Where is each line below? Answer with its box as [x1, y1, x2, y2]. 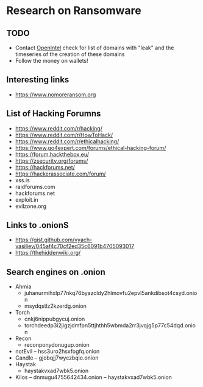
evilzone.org [15, 202, 47, 210]
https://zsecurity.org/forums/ [15, 157, 88, 165]
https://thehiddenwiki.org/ [15, 249, 81, 257]
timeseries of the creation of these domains [15, 51, 125, 58]
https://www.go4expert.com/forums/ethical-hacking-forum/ [15, 144, 166, 151]
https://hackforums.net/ [15, 163, 75, 171]
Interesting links [6, 74, 69, 85]
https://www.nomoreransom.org [15, 91, 96, 98]
